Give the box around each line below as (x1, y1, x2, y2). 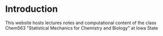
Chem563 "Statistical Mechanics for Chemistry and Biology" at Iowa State (5, 25, 158, 31)
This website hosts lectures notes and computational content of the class (5, 20, 156, 26)
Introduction (5, 3, 58, 15)
